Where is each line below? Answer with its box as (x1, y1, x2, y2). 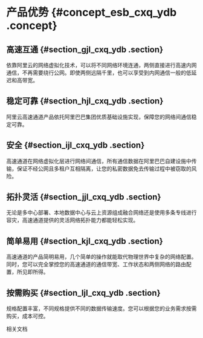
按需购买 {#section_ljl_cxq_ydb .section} (6, 288, 161, 298)
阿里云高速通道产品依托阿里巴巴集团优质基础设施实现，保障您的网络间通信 (6, 113, 192, 120)
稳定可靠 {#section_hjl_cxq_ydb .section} (6, 96, 164, 106)
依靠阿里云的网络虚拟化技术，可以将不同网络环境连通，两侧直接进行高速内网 (6, 62, 197, 68)
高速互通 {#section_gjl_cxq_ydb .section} (6, 44, 164, 54)
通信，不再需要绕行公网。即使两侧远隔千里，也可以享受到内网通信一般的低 (6, 69, 192, 76)
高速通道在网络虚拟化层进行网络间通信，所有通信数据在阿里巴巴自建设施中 (6, 157, 192, 164)
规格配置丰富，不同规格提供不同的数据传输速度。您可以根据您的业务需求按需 (6, 305, 197, 312)
